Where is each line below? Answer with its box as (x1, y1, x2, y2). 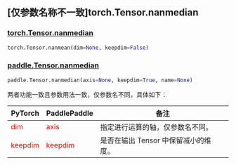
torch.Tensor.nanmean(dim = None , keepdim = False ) (7, 44, 150, 51)
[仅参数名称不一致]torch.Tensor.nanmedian (7, 6, 199, 19)
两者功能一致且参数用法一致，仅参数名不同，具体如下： (7, 90, 167, 98)
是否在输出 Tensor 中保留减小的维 (100, 136, 212, 145)
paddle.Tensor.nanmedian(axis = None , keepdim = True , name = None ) (7, 77, 193, 84)
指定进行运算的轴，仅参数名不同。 (100, 122, 213, 132)
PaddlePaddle (46, 108, 93, 118)
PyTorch (11, 108, 40, 118)
